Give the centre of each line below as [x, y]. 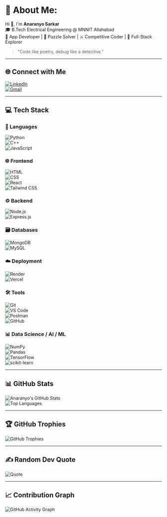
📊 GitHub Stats [29, 383]
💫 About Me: [31, 10]
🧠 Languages [21, 127]
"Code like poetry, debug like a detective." [60, 51]
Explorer [14, 42]
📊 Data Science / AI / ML [36, 334]
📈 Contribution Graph [40, 495]
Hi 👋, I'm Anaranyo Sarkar [32, 24]
